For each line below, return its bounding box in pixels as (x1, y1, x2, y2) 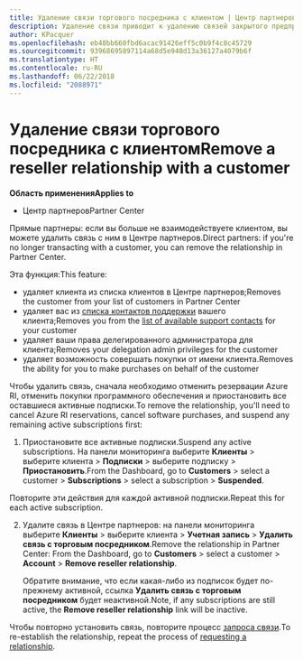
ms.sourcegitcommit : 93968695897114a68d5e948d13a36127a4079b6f (9, 47, 252, 56)
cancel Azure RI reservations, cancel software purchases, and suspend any (9, 409, 290, 420)
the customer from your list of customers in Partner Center (22, 295, 241, 307)
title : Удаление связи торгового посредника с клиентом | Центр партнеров (9, 13, 297, 23)
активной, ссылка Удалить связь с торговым (64, 584, 242, 596)
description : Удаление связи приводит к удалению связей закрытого (9, 22, 269, 31)
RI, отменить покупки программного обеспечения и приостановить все (9, 390, 287, 401)
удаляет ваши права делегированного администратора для (22, 334, 254, 345)
